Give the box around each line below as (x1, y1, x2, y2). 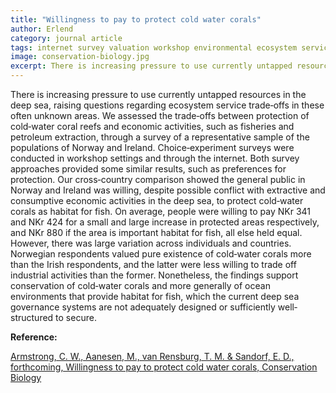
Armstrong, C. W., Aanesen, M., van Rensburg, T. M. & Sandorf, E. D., (10, 351, 295, 362)
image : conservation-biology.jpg (10, 52, 150, 62)
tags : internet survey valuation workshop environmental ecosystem (10, 42, 298, 53)
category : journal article (10, 33, 123, 43)
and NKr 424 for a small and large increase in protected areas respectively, (10, 216, 320, 228)
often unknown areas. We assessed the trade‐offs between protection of (10, 110, 310, 121)
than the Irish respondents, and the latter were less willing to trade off (10, 259, 297, 270)
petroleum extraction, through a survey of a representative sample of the (10, 131, 310, 143)
